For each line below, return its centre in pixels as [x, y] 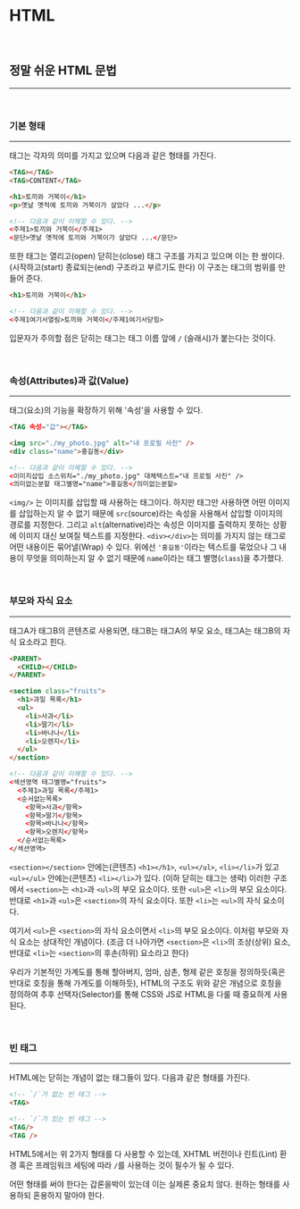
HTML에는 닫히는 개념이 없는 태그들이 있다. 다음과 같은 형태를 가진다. [130, 1078]
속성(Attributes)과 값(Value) [69, 381]
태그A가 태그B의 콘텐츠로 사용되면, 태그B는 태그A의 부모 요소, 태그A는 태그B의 [145, 630]
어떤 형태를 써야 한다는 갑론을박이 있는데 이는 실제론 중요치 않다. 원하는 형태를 [145, 1184]
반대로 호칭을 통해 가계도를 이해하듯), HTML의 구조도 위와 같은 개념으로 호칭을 [146, 983]
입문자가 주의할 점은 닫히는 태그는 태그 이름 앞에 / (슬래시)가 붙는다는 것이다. [142, 338]
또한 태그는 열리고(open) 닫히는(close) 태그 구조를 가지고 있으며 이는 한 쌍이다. [147, 256]
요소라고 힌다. [42, 642]
